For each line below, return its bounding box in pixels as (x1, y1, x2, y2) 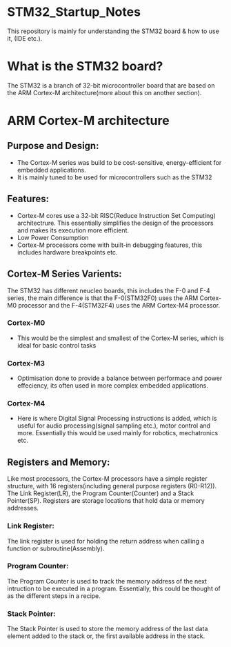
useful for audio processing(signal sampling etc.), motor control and (17, 421, 211, 430)
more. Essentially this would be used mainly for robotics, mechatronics (17, 429, 219, 437)
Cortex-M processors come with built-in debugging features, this (17, 241, 202, 249)
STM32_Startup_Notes (7, 4, 141, 20)
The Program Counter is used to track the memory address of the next (7, 577, 208, 585)
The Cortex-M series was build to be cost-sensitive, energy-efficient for (17, 158, 222, 166)
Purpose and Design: (7, 140, 99, 152)
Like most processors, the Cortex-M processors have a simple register (7, 475, 208, 483)
